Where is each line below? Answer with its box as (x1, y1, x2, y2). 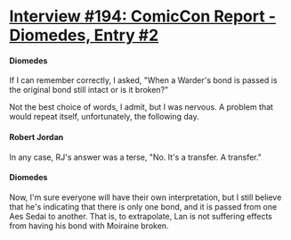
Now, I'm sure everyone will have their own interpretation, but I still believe (9, 192, 282, 203)
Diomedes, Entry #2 (9, 25, 159, 46)
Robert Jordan (9, 131, 64, 142)
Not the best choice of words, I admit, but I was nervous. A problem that (9, 102, 274, 112)
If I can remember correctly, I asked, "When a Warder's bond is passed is (9, 75, 278, 86)
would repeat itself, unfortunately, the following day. (9, 112, 200, 122)
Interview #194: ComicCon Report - (9, 6, 277, 27)
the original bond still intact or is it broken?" (9, 85, 169, 95)
